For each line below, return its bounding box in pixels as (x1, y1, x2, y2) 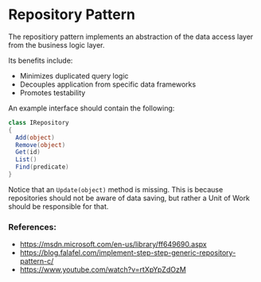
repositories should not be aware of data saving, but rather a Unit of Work (8, 193, 251, 203)
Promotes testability (19, 87, 86, 97)
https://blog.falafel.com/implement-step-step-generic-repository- (19, 248, 236, 257)
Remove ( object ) (15, 141, 66, 149)
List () (15, 156, 37, 164)
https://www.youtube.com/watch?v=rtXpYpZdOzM (19, 265, 187, 275)
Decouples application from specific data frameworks (19, 79, 197, 89)
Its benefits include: (8, 56, 73, 65)
